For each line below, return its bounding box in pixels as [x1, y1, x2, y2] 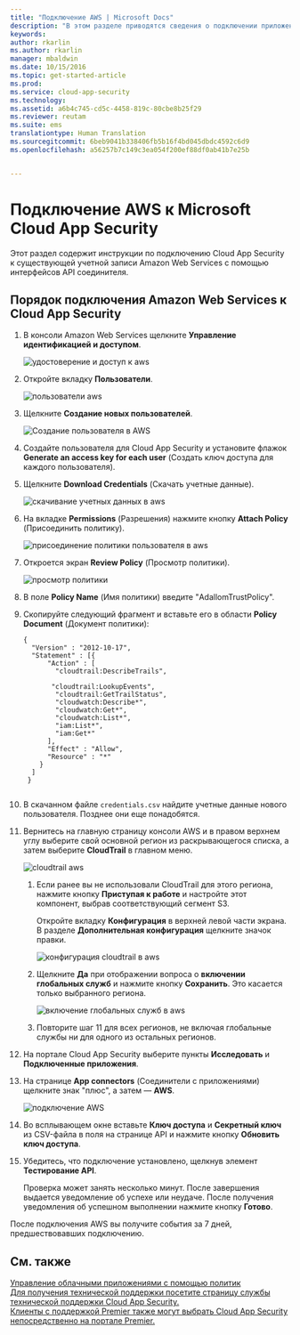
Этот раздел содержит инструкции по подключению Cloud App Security [10, 247, 285, 258]
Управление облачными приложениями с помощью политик [10, 1278, 241, 1289]
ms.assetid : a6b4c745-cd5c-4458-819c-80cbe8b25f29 [10, 104, 202, 113]
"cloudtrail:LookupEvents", [51, 683, 156, 692]
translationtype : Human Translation [10, 129, 146, 138]
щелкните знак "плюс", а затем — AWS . [22, 1085, 175, 1096]
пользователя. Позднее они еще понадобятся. [22, 809, 200, 820]
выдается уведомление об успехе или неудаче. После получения [22, 1192, 274, 1202]
